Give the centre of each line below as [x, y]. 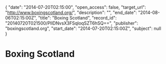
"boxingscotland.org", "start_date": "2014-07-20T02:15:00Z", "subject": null [83, 28]
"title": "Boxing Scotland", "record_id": [77, 18]
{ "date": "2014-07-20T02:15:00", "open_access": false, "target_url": [76, 7]
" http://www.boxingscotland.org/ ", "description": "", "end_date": [71, 12]
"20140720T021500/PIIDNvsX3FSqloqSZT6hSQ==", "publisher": [72, 23]
